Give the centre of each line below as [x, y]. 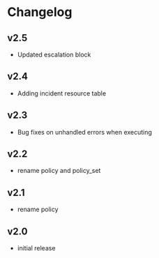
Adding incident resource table [62, 93]
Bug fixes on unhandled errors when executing [84, 132]
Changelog [40, 12]
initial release [36, 248]
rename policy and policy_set [59, 171]
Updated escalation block [54, 54]
